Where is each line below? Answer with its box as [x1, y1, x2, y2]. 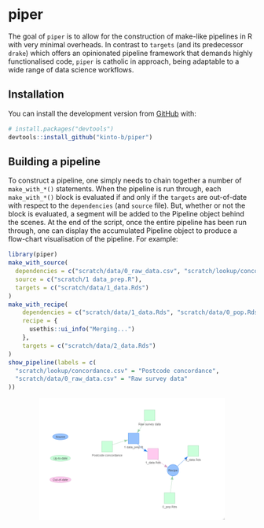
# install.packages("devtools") [8, 124, 114, 133]
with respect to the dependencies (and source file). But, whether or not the [8, 201, 246, 210]
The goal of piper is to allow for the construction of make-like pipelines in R [8, 31, 253, 41]
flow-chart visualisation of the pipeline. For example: [8, 234, 178, 244]
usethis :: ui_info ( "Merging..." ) [28, 325, 135, 334]
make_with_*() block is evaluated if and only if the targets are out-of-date [8, 193, 247, 202]
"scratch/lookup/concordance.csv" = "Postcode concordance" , [15, 367, 220, 375]
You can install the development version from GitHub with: [8, 109, 196, 118]
